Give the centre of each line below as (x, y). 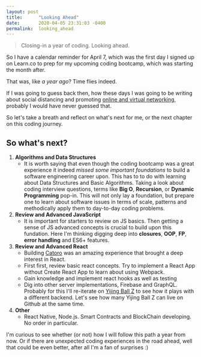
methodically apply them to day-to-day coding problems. (94, 208)
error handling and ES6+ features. (67, 240)
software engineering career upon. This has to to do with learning (105, 176)
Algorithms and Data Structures (55, 157)
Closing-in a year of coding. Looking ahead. (75, 46)
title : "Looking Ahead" (43, 17)
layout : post (22, 12)
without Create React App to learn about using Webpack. (94, 272)
